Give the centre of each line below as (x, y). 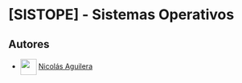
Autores (29, 44)
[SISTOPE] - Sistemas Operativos (121, 15)
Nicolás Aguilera (66, 66)
